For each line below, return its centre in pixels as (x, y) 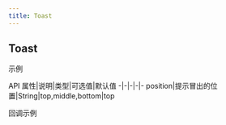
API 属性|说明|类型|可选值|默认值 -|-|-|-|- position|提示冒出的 (109, 86)
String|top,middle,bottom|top (66, 96)
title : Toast (30, 16)
